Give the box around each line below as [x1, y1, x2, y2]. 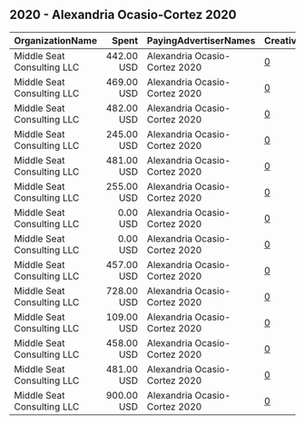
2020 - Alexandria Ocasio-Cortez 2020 [9, 7, 237, 23]
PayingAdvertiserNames [146, 34, 256, 46]
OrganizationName [14, 34, 98, 46]
